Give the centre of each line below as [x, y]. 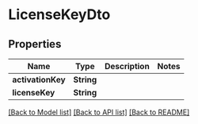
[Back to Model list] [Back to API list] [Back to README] [99, 112]
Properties [35, 44]
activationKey [39, 79]
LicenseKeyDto [59, 15]
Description [127, 66]
